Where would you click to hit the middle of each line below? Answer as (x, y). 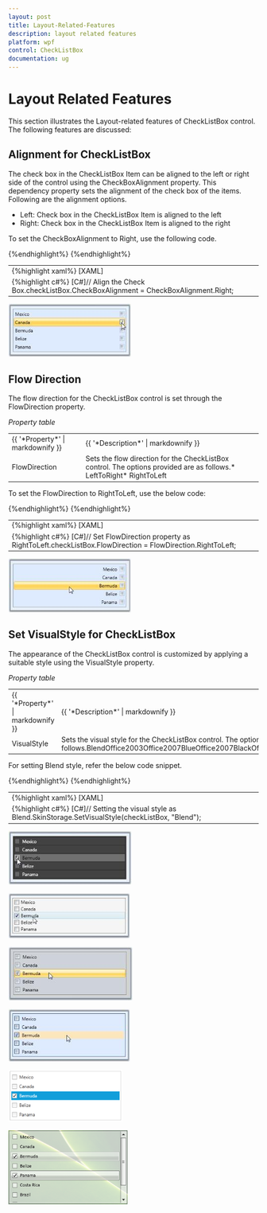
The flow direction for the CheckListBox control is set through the (115, 399)
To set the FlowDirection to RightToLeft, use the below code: (107, 493)
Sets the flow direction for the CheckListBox (157, 458)
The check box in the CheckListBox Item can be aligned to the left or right (129, 174)
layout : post (30, 17)
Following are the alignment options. (68, 199)
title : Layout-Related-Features (62, 25)
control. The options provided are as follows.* (161, 467)
